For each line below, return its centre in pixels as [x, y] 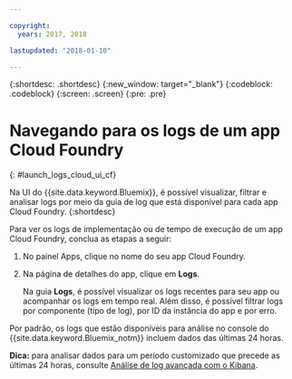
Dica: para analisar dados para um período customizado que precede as [145, 355]
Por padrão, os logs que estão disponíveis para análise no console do [139, 328]
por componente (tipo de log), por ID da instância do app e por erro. [150, 311]
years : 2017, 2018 [53, 34]
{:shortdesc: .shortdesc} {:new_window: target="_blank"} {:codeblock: [141, 84]
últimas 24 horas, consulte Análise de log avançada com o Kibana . [134, 365]
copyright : [30, 25]
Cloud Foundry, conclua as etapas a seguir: [91, 239]
